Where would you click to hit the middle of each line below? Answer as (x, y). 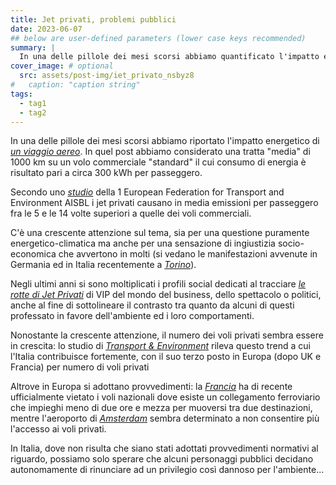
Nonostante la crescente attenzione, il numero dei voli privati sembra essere (167, 335)
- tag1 (33, 103)
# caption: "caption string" (75, 85)
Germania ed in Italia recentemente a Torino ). (103, 265)
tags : (21, 94)
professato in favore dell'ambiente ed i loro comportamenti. (132, 316)
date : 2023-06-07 (46, 29)
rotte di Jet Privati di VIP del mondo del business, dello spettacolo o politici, (166, 295)
